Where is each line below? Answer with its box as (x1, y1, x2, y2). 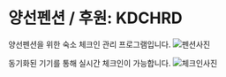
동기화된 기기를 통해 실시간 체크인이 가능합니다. (8, 58, 171, 68)
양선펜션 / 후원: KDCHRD (8, 8, 183, 28)
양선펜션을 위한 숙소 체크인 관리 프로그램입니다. (8, 39, 171, 50)
